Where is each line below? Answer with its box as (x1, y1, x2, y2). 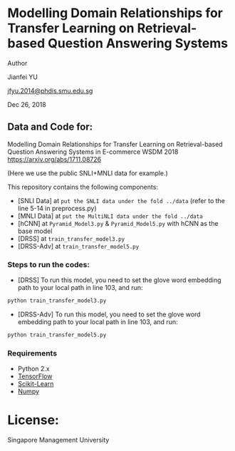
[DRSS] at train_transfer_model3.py (17, 234, 125, 243)
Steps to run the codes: (7, 259, 90, 269)
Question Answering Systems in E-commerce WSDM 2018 (7, 147, 179, 156)
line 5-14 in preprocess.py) (17, 204, 97, 212)
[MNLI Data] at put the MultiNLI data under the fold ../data (17, 212, 203, 220)
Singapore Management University (7, 436, 110, 445)
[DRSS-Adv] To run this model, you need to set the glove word (17, 310, 201, 318)
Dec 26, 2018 (7, 100, 46, 108)
